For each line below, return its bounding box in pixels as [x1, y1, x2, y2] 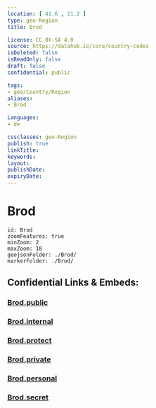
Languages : [7, 114, 39, 121]
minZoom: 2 [7, 239, 39, 246]
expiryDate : [7, 173, 42, 180]
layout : [7, 160, 30, 167]
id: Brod [7, 227, 33, 234]
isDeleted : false [7, 49, 58, 56]
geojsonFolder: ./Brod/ [7, 251, 77, 258]
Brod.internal [7, 317, 53, 327]
